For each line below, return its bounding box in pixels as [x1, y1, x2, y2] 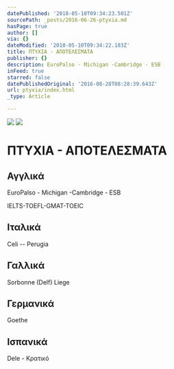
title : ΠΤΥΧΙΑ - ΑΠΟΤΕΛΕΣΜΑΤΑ [7, 49, 94, 56]
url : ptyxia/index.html [7, 87, 75, 93]
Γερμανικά [7, 298, 55, 310]
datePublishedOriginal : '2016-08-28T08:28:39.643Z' [7, 80, 158, 87]
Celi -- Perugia [7, 240, 49, 248]
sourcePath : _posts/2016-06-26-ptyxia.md [7, 16, 127, 23]
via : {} [7, 36, 29, 43]
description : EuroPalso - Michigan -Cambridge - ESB [7, 61, 161, 68]
